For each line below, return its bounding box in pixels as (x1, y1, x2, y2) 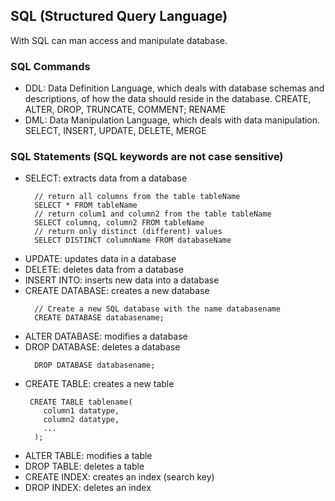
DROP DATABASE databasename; (34, 360, 156, 371)
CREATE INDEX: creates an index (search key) (24, 471, 215, 483)
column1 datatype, (43, 406, 120, 416)
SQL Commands (10, 59, 91, 73)
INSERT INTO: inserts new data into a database (24, 274, 220, 286)
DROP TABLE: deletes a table (24, 460, 145, 473)
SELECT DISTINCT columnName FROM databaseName (34, 235, 232, 246)
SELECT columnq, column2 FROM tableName (34, 218, 205, 228)
